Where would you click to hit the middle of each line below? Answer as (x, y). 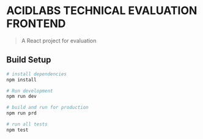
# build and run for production (47, 108)
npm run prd (21, 113)
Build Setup (29, 60)
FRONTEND (36, 24)
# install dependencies (37, 74)
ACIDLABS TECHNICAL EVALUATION (102, 11)
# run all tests (27, 124)
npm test (17, 130)
